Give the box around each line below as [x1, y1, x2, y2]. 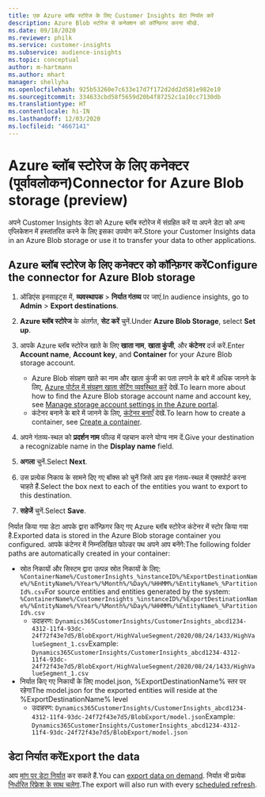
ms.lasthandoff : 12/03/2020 [8, 115, 101, 123]
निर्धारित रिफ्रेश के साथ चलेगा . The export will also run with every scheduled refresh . [8, 780, 257, 790]
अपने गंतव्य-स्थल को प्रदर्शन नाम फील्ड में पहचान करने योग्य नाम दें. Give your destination [19, 432, 255, 441]
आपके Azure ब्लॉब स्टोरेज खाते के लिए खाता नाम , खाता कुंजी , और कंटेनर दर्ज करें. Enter [19, 341, 245, 350]
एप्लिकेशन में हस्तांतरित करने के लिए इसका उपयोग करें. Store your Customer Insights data [8, 226, 256, 236]
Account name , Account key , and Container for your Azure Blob [19, 349, 233, 359]
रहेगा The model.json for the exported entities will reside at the [19, 685, 218, 695]
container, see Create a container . [31, 417, 142, 426]
